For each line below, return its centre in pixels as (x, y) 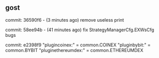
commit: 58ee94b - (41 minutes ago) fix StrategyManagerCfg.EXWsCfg (80, 30)
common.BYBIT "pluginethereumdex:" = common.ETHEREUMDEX (74, 50)
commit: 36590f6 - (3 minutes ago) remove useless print (65, 20)
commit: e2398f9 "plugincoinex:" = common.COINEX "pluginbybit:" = (78, 45)
